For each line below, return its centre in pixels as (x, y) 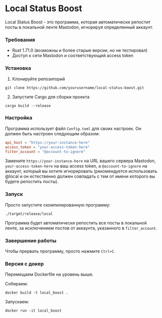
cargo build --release (28, 106)
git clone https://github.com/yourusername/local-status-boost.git (75, 88)
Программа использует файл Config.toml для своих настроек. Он (73, 128)
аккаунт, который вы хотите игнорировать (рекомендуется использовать (81, 171)
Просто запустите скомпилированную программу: (58, 205)
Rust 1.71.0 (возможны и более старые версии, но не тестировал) (80, 50)
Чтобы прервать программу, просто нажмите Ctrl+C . (60, 251)
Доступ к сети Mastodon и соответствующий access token (73, 56)
